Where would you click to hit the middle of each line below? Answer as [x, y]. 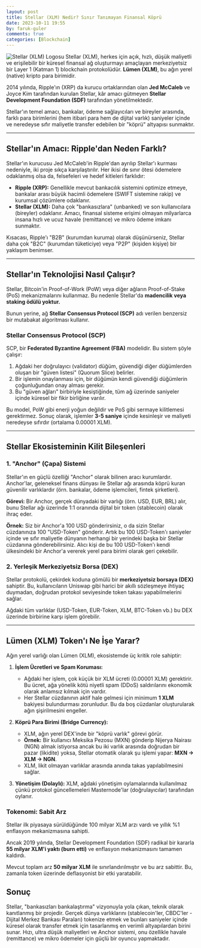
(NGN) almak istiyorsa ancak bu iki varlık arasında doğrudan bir [102, 746]
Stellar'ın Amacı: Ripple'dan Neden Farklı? [86, 149]
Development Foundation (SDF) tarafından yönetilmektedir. [80, 100]
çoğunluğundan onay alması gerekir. [60, 385]
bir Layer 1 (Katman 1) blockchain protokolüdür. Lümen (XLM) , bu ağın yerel [99, 69]
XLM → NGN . [40, 759]
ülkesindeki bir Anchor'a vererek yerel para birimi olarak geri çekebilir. [92, 551]
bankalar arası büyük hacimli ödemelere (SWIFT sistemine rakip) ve [98, 194]
